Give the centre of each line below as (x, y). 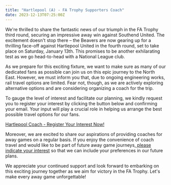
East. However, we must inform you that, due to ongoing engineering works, (85, 77)
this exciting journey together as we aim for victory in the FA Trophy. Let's (83, 171)
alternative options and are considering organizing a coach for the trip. (80, 88)
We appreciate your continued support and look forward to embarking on (82, 166)
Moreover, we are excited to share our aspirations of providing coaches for (84, 134)
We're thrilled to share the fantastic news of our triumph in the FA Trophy (82, 29)
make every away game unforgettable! (46, 176)
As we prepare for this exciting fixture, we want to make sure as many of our (86, 66)
